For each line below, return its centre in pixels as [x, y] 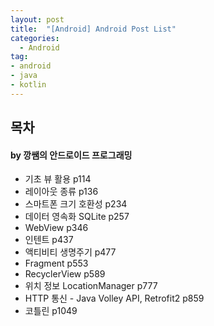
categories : [35, 38]
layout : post [37, 19]
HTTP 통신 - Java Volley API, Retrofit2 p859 [114, 298]
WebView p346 [56, 228]
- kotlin [28, 85]
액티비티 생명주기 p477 [70, 252]
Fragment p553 [56, 263]
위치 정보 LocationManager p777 [91, 286]
